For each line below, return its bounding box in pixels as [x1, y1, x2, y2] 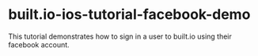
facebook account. [8, 39, 70, 49]
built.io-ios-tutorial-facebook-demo [8, 6, 251, 24]
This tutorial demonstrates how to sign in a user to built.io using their [8, 32, 232, 41]
